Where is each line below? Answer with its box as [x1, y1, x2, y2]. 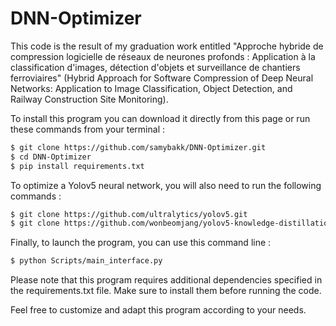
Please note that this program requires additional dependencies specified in [10, 274, 323, 286]
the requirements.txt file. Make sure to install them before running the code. [10, 285, 322, 297]
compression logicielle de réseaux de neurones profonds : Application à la [10, 50, 316, 62]
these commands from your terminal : [10, 123, 165, 135]
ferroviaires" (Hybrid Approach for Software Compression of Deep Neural [10, 72, 314, 84]
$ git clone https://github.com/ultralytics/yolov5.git [10, 209, 248, 219]
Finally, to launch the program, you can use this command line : [10, 237, 272, 249]
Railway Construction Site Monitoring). [10, 93, 169, 105]
